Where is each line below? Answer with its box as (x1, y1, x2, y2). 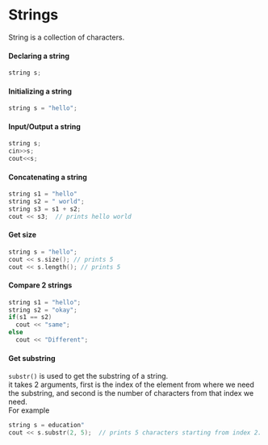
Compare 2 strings (8, 280, 73, 290)
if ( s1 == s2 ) (8, 313, 52, 321)
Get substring (8, 353, 56, 363)
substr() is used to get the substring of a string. (8, 372, 169, 381)
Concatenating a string (8, 172, 87, 182)
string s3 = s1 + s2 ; (8, 204, 82, 213)
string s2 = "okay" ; (8, 305, 78, 314)
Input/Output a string (8, 121, 81, 131)
